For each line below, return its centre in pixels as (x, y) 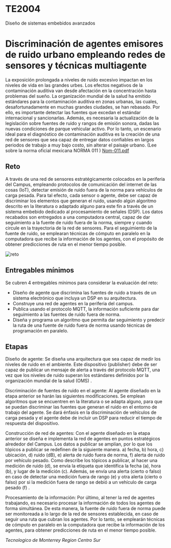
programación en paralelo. (41, 330)
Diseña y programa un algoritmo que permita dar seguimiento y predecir (89, 320)
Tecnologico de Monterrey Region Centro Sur (53, 540)
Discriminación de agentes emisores (84, 44)
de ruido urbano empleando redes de (86, 55)
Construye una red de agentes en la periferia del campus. (73, 303)
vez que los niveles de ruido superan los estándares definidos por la (77, 375)
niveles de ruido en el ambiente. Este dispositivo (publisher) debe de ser (81, 365)
